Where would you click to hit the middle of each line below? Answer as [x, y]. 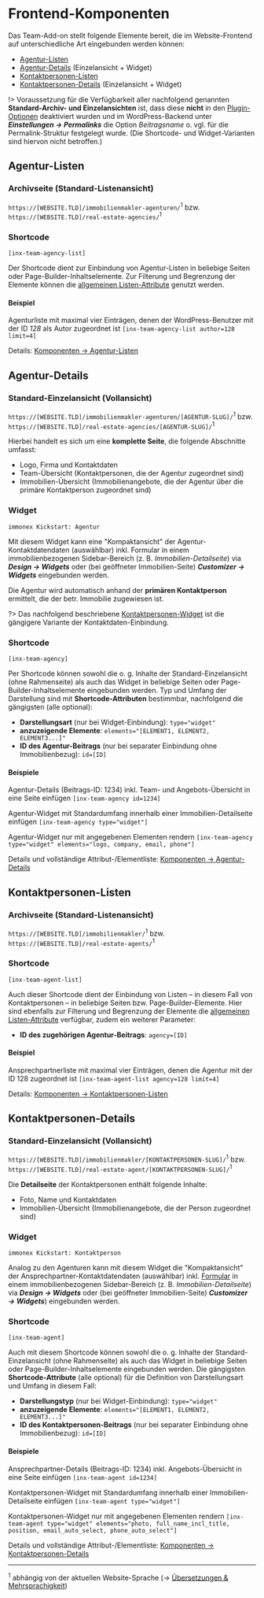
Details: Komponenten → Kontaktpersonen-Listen [88, 1094]
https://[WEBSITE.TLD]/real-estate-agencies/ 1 [85, 216]
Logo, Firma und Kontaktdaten [68, 465]
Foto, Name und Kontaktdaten [68, 1199]
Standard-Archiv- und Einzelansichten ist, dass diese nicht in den [117, 108]
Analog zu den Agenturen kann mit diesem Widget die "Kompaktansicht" [126, 1268]
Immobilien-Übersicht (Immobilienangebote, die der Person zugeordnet [135, 1208]
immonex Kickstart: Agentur [54, 527]
